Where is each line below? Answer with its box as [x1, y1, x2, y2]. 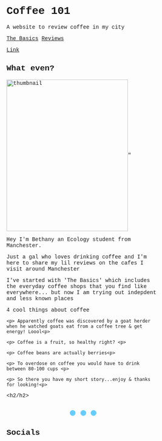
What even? [6, 64, 55, 73]
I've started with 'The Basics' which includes [6, 277, 150, 284]
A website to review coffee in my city [6, 24, 125, 30]
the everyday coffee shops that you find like [6, 283, 147, 290]
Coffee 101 [6, 5, 71, 18]
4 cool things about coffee [6, 306, 90, 314]
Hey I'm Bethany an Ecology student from [6, 236, 131, 243]
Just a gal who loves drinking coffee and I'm [6, 254, 147, 260]
